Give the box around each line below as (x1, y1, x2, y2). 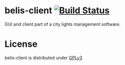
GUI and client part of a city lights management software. (4, 21, 121, 27)
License (4, 38, 38, 50)
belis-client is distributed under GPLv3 (4, 55, 82, 61)
